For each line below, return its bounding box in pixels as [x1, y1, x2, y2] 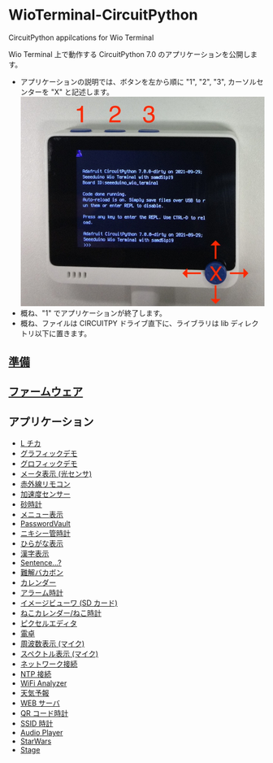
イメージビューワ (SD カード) [19, 598, 118, 608]
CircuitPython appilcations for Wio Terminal [8, 33, 154, 42]
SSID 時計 [19, 718, 54, 728]
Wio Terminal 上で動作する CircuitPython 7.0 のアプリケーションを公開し [8, 49, 250, 59]
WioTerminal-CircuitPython [8, 6, 198, 24]
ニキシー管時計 [19, 528, 71, 538]
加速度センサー [19, 489, 71, 499]
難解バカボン [19, 567, 63, 577]
